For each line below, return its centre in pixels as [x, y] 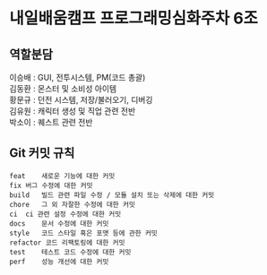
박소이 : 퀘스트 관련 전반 [51, 122]
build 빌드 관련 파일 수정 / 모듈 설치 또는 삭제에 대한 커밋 [112, 195]
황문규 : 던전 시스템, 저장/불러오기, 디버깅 [81, 100]
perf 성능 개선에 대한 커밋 [59, 262]
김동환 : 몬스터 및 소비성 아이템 [63, 89]
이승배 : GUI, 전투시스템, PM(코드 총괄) [78, 77]
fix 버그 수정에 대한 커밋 [51, 185]
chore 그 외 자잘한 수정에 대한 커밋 [73, 204]
